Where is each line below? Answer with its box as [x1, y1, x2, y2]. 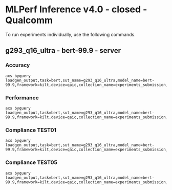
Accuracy [5, 61, 30, 69]
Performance [5, 94, 39, 101]
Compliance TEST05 [5, 159, 58, 166]
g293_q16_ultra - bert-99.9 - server [5, 46, 121, 55]
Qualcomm [5, 14, 53, 26]
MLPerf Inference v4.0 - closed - [5, 4, 147, 15]
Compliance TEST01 [5, 126, 57, 134]
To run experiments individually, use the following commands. [5, 31, 136, 37]
